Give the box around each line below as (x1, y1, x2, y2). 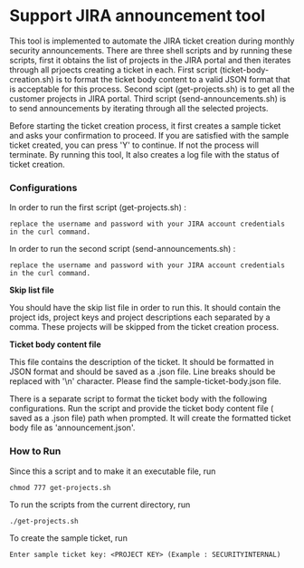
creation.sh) (9, 73, 54, 84)
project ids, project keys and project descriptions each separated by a (9, 312, 271, 323)
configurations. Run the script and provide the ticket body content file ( (9, 403, 274, 414)
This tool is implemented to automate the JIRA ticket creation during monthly (9, 35, 295, 46)
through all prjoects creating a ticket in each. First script (9, 64, 218, 75)
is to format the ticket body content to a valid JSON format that (55, 73, 291, 84)
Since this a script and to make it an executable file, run (9, 466, 216, 477)
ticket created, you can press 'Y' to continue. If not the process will (9, 140, 260, 150)
